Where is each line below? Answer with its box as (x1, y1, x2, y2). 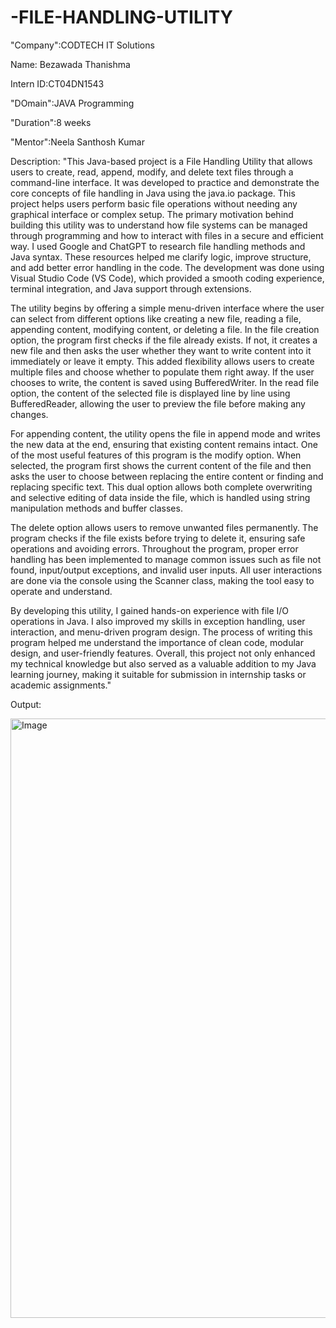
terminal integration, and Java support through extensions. (10, 282, 252, 295)
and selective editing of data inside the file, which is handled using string (10, 491, 311, 503)
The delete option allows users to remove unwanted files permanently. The (10, 521, 319, 533)
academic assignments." (10, 679, 112, 691)
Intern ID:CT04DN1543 (10, 77, 105, 90)
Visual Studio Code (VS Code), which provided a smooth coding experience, (10, 272, 325, 284)
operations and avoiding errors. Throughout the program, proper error (10, 542, 299, 555)
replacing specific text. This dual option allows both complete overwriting (10, 481, 313, 493)
